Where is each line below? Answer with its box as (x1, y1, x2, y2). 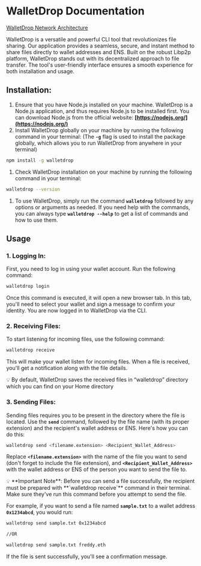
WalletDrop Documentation (6, 4, 145, 18)
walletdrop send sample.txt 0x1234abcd (6, 520, 106, 526)
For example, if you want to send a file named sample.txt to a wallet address (6, 502, 196, 510)
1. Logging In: (6, 251, 46, 260)
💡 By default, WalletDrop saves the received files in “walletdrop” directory (6, 376, 188, 383)
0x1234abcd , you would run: (6, 509, 73, 516)
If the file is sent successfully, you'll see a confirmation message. (6, 553, 168, 560)
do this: (6, 431, 25, 438)
